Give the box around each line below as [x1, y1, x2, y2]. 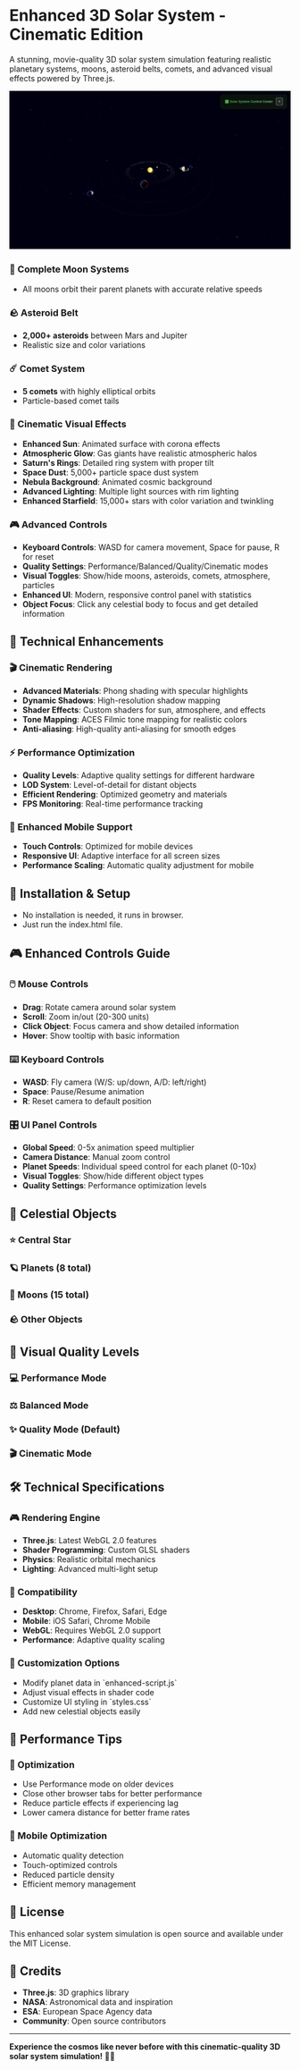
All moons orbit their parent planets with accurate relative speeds [21, 283, 263, 294]
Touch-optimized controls [21, 1859, 118, 1870]
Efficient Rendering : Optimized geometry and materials [21, 789, 228, 799]
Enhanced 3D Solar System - [9, 5, 227, 26]
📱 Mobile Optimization [9, 1829, 107, 1842]
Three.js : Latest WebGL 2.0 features [21, 1535, 157, 1546]
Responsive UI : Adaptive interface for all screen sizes [21, 850, 221, 861]
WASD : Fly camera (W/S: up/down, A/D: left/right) [21, 1077, 207, 1087]
